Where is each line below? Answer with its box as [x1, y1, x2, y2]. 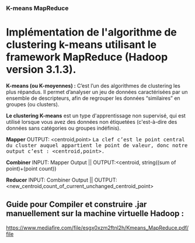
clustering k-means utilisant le [6, 38, 156, 51]
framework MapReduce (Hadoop [6, 51, 168, 64]
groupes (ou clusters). [6, 100, 60, 107]
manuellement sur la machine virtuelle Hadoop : [6, 209, 184, 218]
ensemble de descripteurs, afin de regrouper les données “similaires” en [6, 95, 180, 102]
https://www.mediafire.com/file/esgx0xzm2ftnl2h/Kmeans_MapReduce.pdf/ [6, 224, 189, 231]
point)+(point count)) [6, 165, 57, 172]
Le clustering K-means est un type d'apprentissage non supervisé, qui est [6, 112, 186, 119]
